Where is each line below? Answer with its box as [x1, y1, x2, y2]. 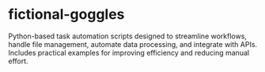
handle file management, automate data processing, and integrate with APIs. [8, 39, 258, 49]
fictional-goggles [8, 5, 125, 23]
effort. [8, 56, 29, 66]
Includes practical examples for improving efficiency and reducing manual [8, 48, 250, 57]
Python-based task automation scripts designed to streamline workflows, [8, 31, 248, 41]
